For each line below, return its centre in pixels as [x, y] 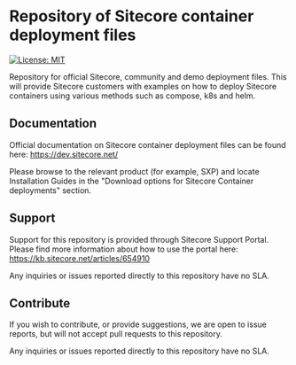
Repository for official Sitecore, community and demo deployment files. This [148, 76]
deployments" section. [50, 190]
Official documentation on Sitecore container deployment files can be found [148, 144]
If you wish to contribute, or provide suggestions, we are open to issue [138, 324]
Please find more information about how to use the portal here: [124, 249]
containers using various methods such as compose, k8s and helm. [132, 96]
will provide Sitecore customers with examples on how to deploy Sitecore [143, 86]
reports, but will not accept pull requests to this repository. [116, 334]
